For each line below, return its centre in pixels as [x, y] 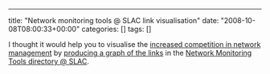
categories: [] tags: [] [117, 29]
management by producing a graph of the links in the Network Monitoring [130, 53]
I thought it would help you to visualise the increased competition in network [135, 44]
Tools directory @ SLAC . [49, 61]
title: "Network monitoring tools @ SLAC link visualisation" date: [114, 20]
